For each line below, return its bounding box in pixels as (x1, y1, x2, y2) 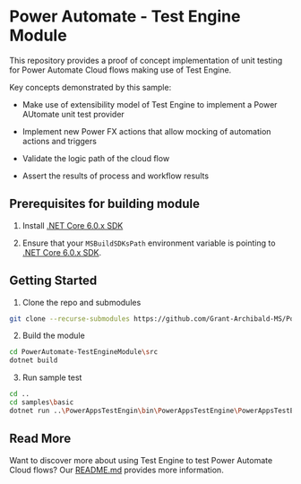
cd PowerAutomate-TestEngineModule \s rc (9, 348, 159, 357)
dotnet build (9, 356, 58, 365)
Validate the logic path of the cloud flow (21, 152, 170, 163)
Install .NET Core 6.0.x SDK (21, 220, 124, 230)
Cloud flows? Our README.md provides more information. (9, 464, 224, 475)
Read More (9, 431, 72, 446)
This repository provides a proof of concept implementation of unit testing (9, 55, 283, 65)
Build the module (21, 330, 85, 341)
